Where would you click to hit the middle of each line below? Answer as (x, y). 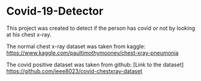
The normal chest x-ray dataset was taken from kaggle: (76, 46)
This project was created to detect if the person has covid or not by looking (101, 28)
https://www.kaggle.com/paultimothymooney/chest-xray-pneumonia (92, 52)
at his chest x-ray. (29, 34)
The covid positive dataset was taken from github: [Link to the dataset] (95, 65)
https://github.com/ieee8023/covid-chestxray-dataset (74, 71)
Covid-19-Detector (55, 11)
